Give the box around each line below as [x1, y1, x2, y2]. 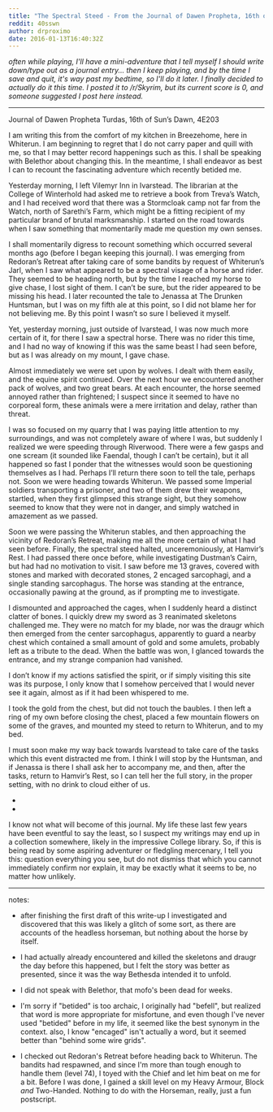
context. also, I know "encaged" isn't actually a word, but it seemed [19, 1027, 246, 1036]
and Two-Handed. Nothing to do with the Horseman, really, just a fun [19, 1086, 252, 1096]
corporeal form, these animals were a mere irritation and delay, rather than [8, 400, 258, 410]
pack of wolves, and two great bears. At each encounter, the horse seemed [8, 383, 262, 393]
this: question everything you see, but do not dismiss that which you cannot [8, 855, 262, 864]
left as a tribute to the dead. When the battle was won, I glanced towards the [8, 647, 264, 656]
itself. [19, 937, 39, 946]
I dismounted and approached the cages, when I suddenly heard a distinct [8, 603, 258, 613]
